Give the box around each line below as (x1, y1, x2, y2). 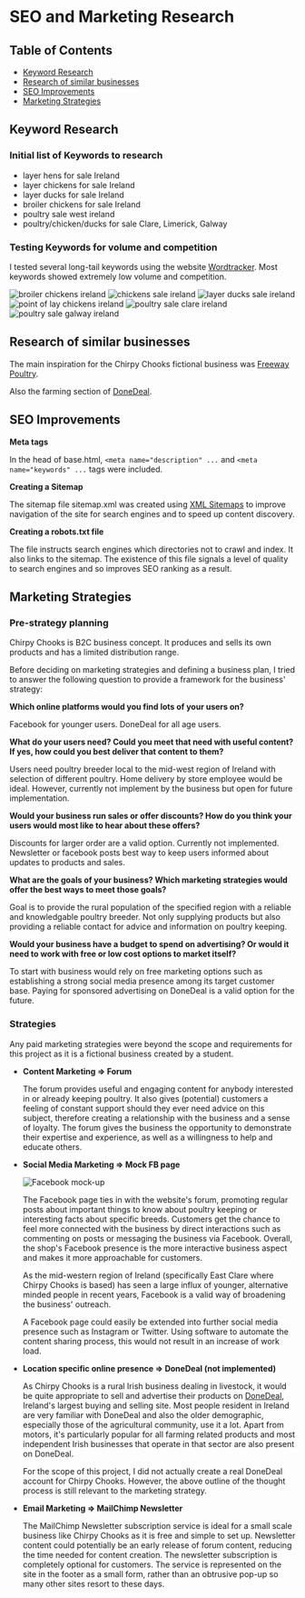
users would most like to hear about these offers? (9, 820, 201, 831)
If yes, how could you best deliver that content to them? (9, 746, 224, 757)
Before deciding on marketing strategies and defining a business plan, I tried (9, 664, 296, 675)
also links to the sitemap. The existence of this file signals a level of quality (9, 553, 289, 564)
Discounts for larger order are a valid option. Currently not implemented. (9, 838, 280, 849)
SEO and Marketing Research (9, 6, 234, 27)
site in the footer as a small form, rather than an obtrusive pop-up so (22, 1568, 279, 1579)
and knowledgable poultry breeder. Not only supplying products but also (9, 912, 281, 923)
